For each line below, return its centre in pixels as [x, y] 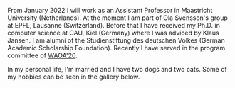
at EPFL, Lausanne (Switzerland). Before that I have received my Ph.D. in [114, 25]
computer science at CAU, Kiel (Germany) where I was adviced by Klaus [113, 33]
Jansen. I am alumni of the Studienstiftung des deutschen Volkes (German [116, 40]
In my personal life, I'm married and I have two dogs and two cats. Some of [117, 69]
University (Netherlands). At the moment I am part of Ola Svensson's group [117, 18]
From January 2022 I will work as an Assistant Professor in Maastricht [110, 10]
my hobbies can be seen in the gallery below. [74, 77]
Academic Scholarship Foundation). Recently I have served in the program [116, 48]
